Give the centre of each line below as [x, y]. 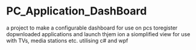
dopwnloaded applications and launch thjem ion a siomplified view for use [98, 34]
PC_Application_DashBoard [77, 11]
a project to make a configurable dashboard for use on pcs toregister [92, 28]
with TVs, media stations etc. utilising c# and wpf [67, 40]
